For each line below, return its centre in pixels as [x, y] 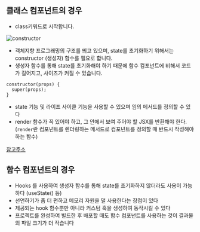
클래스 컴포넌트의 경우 [44, 11]
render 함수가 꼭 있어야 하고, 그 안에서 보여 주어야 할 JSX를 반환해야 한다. [101, 121]
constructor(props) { [33, 84]
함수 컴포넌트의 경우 [41, 170]
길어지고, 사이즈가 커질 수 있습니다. [62, 73]
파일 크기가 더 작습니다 [48, 222]
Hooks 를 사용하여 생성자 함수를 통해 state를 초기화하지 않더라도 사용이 [98, 185]
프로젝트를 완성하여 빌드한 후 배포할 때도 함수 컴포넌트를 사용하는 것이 [96, 215]
